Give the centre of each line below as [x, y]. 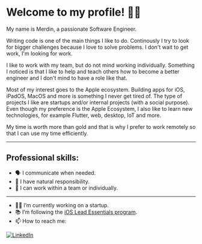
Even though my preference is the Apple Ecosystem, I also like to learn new [99, 108]
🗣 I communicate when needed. [55, 173]
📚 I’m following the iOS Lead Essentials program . [76, 212]
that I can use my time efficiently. [47, 133]
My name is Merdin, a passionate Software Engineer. [72, 29]
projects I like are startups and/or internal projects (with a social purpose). [98, 102]
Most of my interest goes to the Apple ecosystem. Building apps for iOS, [96, 89]
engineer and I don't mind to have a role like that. [67, 78]
